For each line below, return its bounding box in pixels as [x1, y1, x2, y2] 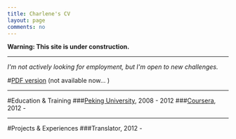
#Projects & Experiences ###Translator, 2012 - [7, 124, 143, 133]
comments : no [7, 23, 46, 30]
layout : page [7, 17, 46, 24]
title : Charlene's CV [7, 10, 71, 18]
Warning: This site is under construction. [7, 43, 130, 51]
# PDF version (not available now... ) [7, 77, 110, 85]
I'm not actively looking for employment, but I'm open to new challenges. [7, 62, 218, 71]
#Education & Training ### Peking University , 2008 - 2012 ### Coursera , [7, 96, 216, 105]
